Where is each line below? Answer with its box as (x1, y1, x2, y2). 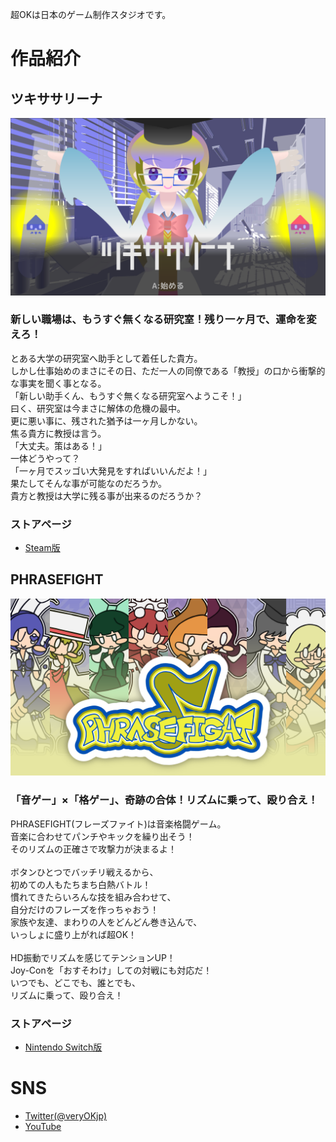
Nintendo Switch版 (24, 1041, 103, 1053)
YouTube (24, 1120, 62, 1132)
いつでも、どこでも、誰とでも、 (10, 976, 141, 988)
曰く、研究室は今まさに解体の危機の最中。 (10, 402, 186, 414)
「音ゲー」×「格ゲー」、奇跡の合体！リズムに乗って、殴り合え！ (10, 793, 319, 807)
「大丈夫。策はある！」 (10, 439, 107, 452)
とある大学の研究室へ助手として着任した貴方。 (10, 352, 203, 364)
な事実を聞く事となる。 (10, 377, 107, 389)
